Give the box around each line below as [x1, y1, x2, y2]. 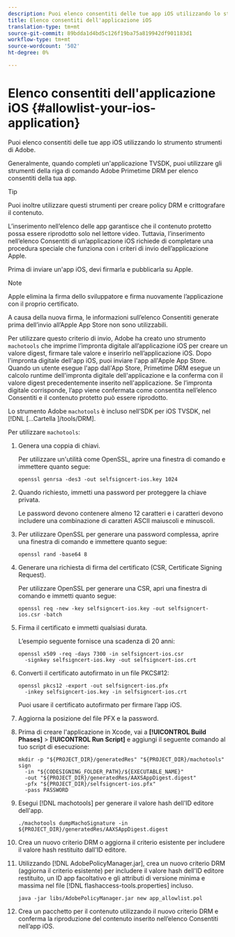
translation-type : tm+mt [8, 23, 80, 30]
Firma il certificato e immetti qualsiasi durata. [17, 623, 148, 632]
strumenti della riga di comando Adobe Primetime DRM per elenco [8, 166, 199, 175]
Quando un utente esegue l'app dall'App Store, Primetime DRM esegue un [8, 364, 220, 372]
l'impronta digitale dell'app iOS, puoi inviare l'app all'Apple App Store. [8, 356, 208, 364]
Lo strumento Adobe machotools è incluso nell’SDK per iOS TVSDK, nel [8, 406, 211, 415]
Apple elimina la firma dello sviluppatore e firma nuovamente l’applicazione [8, 292, 224, 300]
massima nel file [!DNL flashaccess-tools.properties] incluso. [17, 881, 194, 890]
